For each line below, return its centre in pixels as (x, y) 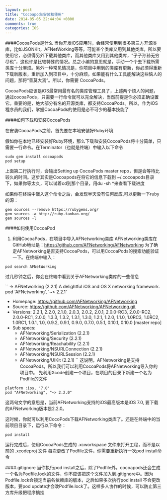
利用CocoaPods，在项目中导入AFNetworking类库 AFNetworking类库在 (85, 239)
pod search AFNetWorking (31, 267)
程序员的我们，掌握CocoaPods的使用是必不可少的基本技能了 (67, 109)
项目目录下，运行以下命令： (38, 425)
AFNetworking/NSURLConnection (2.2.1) (61, 349)
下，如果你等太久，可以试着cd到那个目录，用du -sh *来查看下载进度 (75, 183)
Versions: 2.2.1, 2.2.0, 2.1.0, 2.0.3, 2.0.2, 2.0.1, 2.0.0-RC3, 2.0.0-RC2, (82, 312)
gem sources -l (21, 218)
